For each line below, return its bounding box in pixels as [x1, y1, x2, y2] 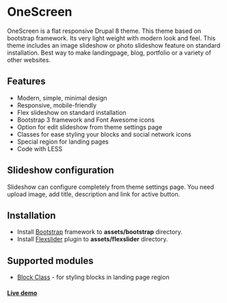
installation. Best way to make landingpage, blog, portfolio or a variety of [7, 49, 212, 57]
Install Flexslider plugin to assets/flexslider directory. [16, 235, 168, 243]
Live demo [7, 289, 38, 297]
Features [7, 76, 46, 88]
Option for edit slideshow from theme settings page [16, 122, 163, 131]
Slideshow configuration [7, 165, 114, 176]
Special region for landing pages [16, 137, 109, 146]
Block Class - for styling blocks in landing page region [16, 273, 170, 281]
